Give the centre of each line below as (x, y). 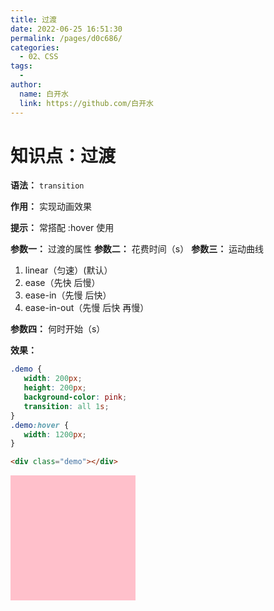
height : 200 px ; (55, 388)
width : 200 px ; (53, 379)
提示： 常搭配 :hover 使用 (62, 228)
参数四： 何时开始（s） (58, 329)
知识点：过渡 (63, 155)
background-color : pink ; (75, 397)
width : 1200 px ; (55, 434)
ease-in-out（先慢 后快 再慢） (87, 308)
